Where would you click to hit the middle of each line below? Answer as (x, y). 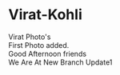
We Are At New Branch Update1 (60, 62)
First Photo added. (39, 45)
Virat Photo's (30, 37)
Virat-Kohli (45, 15)
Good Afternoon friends (47, 53)
